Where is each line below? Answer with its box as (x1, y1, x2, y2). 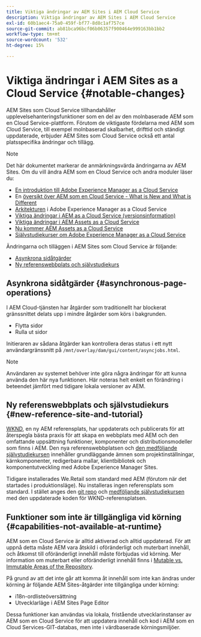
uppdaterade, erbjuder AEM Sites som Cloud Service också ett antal (6, 132, 175, 139)
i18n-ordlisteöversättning (14, 593, 77, 600)
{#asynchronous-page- (95, 278, 187, 289)
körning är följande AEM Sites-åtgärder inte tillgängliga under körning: (6, 581, 179, 588)
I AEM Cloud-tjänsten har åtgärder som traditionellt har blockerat (6, 304, 167, 311)
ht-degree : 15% (6, 43, 44, 49)
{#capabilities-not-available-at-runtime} (6, 521, 162, 532)
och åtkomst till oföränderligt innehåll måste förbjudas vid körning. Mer (6, 550, 182, 557)
